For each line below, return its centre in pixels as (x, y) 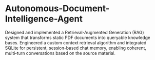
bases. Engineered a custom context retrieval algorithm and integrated (76, 42)
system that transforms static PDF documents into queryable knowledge (78, 38)
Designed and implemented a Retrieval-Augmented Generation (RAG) (75, 32)
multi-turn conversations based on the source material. (60, 53)
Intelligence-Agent (44, 19)
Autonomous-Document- (57, 9)
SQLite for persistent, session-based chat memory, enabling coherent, (76, 48)
